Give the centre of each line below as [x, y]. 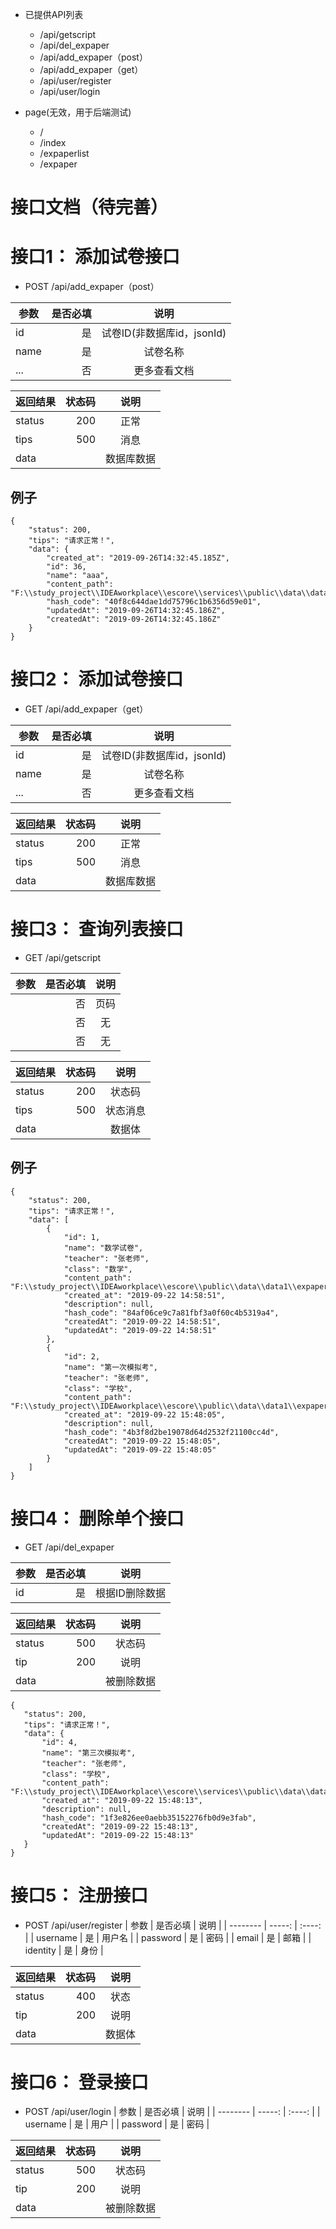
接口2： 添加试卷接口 [97, 679]
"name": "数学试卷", [103, 1248]
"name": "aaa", [78, 575]
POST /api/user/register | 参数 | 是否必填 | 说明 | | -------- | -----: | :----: [173, 1925]
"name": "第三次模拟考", [89, 1753]
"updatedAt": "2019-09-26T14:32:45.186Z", [136, 610]
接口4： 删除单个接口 [97, 1518]
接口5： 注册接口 [79, 1895]
